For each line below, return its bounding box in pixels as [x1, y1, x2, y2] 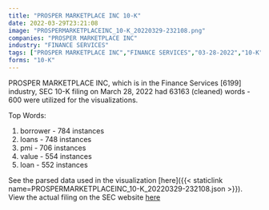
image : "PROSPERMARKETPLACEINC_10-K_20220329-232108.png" [8, 26, 206, 34]
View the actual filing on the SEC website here [8, 192, 161, 202]
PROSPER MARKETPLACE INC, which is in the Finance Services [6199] [8, 77, 242, 88]
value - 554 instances [19, 151, 92, 160]
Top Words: [8, 110, 46, 120]
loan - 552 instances [19, 160, 88, 169]
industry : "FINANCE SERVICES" [8, 42, 110, 50]
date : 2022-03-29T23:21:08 [8, 19, 98, 27]
